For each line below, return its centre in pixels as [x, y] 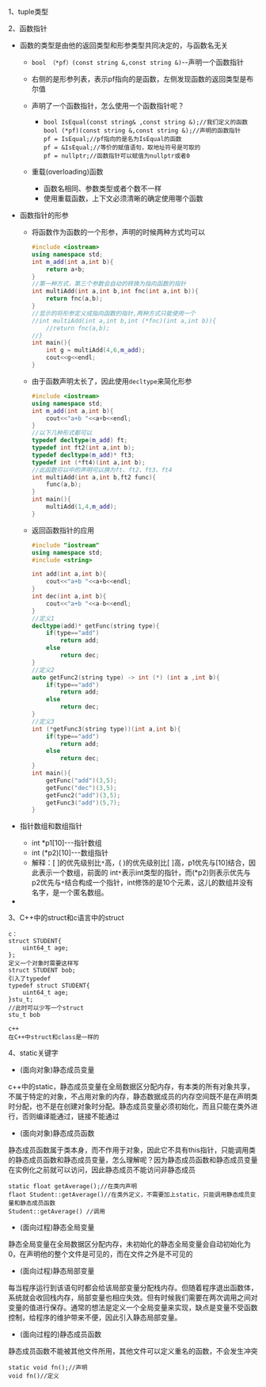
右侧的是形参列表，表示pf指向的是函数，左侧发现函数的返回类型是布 [142, 79]
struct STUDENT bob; [42, 971]
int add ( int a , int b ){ [69, 574]
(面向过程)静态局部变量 [57, 1271]
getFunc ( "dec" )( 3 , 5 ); [82, 788]
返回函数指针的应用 [63, 530]
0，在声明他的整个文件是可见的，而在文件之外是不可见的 [101, 1254]
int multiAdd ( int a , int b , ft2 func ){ [94, 477]
